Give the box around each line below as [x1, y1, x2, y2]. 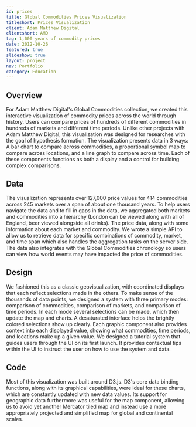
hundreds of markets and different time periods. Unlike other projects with [6, 124, 185, 132]
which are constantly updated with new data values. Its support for [6, 391, 167, 398]
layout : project [6, 57, 46, 63]
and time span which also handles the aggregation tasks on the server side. [6, 238, 188, 245]
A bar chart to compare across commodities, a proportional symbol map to [6, 143, 186, 150]
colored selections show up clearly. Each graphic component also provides [6, 320, 187, 327]
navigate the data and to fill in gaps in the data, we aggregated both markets [6, 206, 190, 214]
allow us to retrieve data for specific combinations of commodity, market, [6, 232, 183, 239]
